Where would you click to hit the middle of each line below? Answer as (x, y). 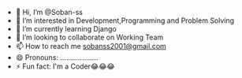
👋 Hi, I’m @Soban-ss (49, 12)
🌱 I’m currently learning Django (66, 29)
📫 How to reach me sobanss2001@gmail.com (91, 46)
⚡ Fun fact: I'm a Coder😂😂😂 (65, 66)
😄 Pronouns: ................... (57, 58)
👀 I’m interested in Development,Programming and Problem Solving (125, 20)
